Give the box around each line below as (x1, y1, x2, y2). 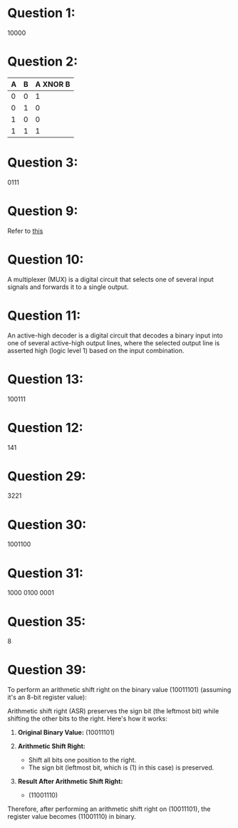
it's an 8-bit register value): (7, 693, 88, 702)
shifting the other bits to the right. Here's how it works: (7, 714, 167, 723)
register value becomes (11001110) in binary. (7, 812, 137, 821)
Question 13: (7, 371, 84, 387)
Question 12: (7, 419, 83, 436)
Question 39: (7, 662, 87, 678)
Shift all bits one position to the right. (28, 756, 137, 765)
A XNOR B (35, 79, 71, 89)
